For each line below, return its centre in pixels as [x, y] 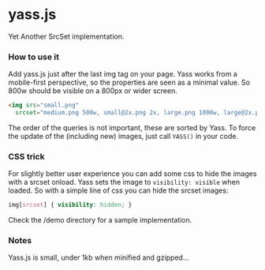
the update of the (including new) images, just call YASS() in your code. [123, 136]
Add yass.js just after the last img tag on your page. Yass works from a [123, 74]
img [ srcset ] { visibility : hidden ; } [70, 205]
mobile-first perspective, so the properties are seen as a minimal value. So [129, 82]
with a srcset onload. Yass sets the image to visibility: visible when [124, 182]
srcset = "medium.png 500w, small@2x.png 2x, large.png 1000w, [118, 113]
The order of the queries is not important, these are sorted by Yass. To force [132, 127]
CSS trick [26, 156]
